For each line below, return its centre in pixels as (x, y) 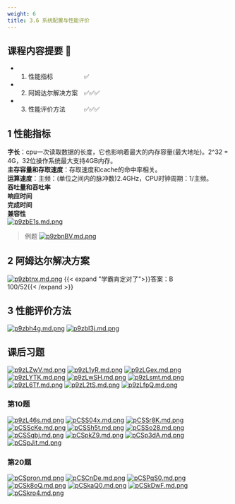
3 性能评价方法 (40, 311)
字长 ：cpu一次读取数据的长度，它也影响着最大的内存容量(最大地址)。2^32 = (118, 152)
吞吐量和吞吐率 (29, 187)
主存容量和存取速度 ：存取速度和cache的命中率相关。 (84, 169)
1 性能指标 (29, 134)
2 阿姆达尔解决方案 (49, 261)
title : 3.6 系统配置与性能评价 (48, 20)
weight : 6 (22, 14)
